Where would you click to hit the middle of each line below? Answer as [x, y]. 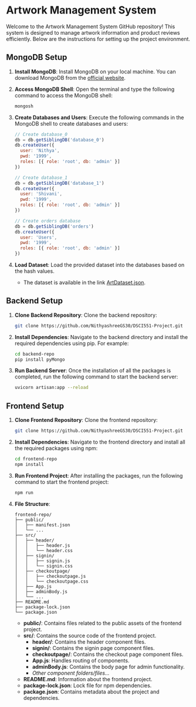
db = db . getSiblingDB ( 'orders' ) [54, 226]
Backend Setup [35, 301]
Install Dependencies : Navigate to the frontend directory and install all [100, 442]
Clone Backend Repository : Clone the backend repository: [86, 315]
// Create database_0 [41, 134]
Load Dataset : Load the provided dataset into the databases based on [99, 265]
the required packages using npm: [56, 448]
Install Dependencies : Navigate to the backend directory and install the [101, 337]
